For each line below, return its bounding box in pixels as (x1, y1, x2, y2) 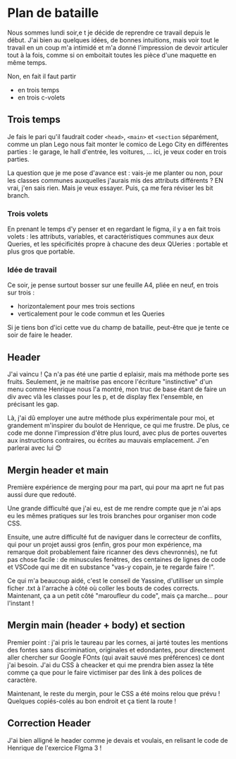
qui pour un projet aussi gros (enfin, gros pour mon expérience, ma (7, 540, 202, 549)
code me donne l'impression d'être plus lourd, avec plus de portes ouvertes (7, 429, 228, 437)
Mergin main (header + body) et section (7, 619, 185, 631)
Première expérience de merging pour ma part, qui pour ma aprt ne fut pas (7, 482, 225, 491)
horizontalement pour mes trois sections (17, 302, 135, 311)
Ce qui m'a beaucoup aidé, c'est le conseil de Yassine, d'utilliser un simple (7, 576, 224, 585)
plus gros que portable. (7, 247, 75, 256)
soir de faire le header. (7, 330, 73, 340)
